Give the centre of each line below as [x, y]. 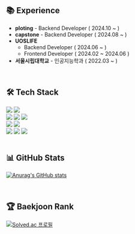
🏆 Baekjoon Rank [40, 206]
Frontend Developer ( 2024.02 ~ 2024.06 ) [77, 53]
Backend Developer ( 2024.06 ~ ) [65, 47]
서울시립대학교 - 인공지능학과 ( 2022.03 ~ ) [66, 61]
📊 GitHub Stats [35, 158]
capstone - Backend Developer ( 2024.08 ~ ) [71, 34]
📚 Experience [33, 10]
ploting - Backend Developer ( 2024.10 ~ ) [67, 28]
